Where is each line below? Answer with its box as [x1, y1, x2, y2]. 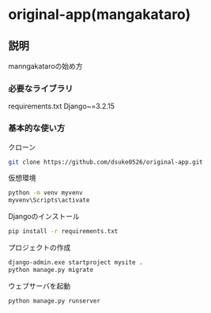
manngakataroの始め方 [8, 62, 83, 70]
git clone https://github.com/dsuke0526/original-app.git [8, 158, 203, 166]
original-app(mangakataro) [8, 6, 191, 24]
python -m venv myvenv [8, 189, 83, 197]
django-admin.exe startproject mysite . [8, 258, 144, 266]
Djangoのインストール [8, 212, 81, 221]
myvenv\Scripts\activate [8, 196, 90, 205]
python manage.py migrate [8, 266, 93, 273]
